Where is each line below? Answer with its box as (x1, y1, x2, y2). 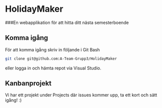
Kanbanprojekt (5, 79, 52, 87)
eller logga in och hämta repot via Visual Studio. (5, 65, 102, 71)
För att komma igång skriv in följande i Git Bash (5, 46, 100, 52)
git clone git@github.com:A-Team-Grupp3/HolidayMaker (5, 56, 117, 61)
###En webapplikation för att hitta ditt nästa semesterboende (5, 20, 129, 25)
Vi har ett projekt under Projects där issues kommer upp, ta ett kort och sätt (5, 92, 158, 98)
